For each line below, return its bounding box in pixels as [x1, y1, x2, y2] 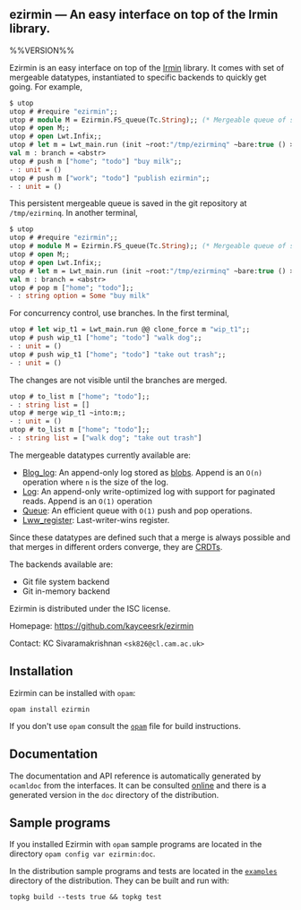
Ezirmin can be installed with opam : [9, 687, 136, 698]
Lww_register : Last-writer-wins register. [21, 514, 170, 525]
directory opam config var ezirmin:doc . [9, 848, 156, 859]
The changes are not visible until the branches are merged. [9, 374, 228, 385]
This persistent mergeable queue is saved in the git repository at [9, 198, 247, 209]
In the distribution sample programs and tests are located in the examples [9, 866, 278, 877]
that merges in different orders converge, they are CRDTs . [9, 541, 223, 552]
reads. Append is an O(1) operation [21, 495, 152, 506]
